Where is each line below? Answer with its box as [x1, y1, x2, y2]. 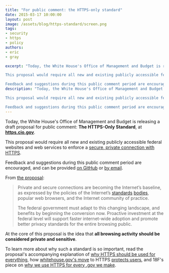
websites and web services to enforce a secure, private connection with [5, 144, 155, 150]
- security [5, 31, 28, 36]
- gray [5, 54, 19, 60]
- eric [5, 49, 19, 54]
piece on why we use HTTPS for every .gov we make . [5, 262, 117, 268]
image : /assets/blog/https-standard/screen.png [5, 21, 107, 27]
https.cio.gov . [5, 129, 36, 135]
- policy [5, 40, 24, 45]
